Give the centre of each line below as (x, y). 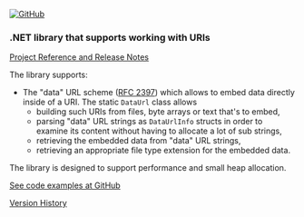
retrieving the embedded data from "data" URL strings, (138, 141)
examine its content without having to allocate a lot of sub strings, (159, 131)
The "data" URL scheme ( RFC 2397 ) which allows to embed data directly (158, 93)
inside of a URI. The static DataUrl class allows (110, 102)
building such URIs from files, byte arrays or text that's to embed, (158, 112)
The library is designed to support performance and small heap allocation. (148, 168)
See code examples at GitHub (65, 185)
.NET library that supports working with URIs (110, 37)
